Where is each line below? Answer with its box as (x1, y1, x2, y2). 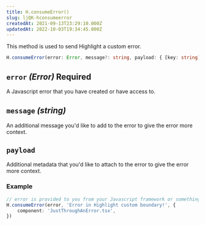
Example (6, 182, 33, 191)
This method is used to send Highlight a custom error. (6, 43, 142, 50)
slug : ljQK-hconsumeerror (6, 15, 72, 21)
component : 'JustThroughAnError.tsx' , (17, 207, 116, 214)
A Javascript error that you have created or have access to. (6, 87, 156, 95)
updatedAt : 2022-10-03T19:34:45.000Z (6, 26, 103, 32)
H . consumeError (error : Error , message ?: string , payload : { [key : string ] (6, 54, 201, 61)
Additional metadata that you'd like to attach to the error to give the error (6, 160, 189, 168)
